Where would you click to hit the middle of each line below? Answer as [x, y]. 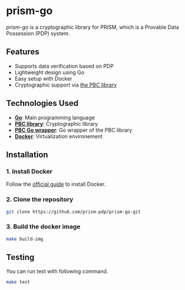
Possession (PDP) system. [38, 33]
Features [23, 52]
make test [18, 282]
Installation [27, 154]
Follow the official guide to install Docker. [56, 184]
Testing [20, 257]
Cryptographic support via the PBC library [66, 85]
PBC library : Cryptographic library [56, 124]
